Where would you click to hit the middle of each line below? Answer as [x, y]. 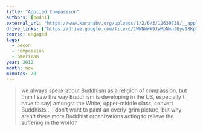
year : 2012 [20, 62]
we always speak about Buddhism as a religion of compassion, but [104, 90]
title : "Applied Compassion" [43, 12]
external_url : [24, 23]
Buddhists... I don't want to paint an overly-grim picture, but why [101, 110]
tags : [13, 40]
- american [25, 57]
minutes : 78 [21, 74]
